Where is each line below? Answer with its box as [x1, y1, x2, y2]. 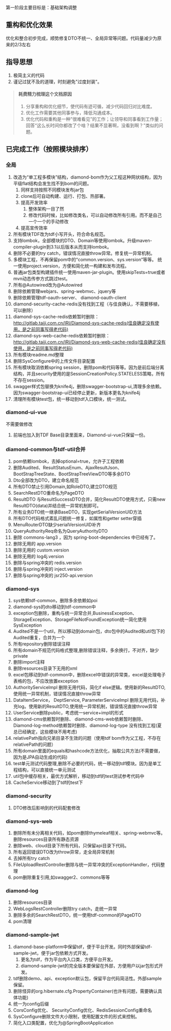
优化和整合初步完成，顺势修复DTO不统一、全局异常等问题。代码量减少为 [6, 35, 158, 41]
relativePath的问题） [13, 741, 56, 747]
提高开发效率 [20, 199, 48, 205]
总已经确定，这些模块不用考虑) [13, 729, 78, 735]
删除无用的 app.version [13, 541, 62, 547]
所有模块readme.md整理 [13, 352, 64, 358]
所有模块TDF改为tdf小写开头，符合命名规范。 [13, 231, 108, 237]
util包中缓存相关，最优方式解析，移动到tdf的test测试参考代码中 [13, 773, 145, 779]
